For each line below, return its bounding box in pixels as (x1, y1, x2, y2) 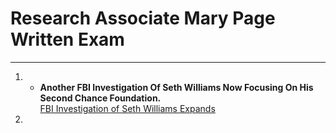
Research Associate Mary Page (10, 7, 276, 30)
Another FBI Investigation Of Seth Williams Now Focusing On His (39, 81, 314, 93)
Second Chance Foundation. (39, 92, 162, 104)
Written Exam (10, 28, 125, 51)
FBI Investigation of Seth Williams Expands (39, 102, 216, 114)
